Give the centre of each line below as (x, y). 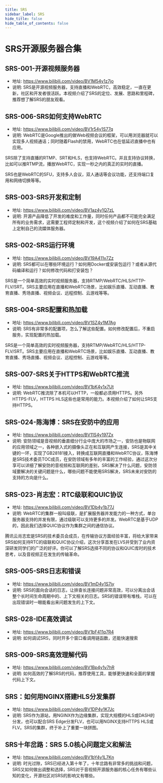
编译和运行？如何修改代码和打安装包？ (55, 270)
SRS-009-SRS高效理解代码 (46, 655)
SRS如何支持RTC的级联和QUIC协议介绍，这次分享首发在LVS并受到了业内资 (80, 542)
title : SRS (16, 10)
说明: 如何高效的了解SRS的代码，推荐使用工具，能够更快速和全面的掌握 (83, 673)
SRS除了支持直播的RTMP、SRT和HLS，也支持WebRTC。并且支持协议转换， (81, 158)
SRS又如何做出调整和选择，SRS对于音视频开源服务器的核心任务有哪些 (82, 769)
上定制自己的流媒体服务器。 (40, 228)
